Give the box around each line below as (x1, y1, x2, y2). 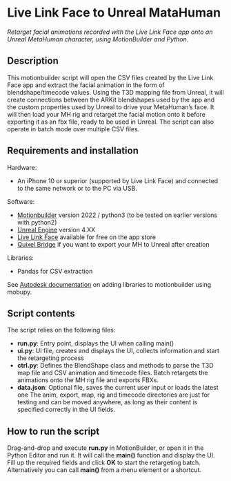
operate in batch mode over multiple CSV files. (7, 124, 140, 133)
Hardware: (7, 163, 37, 171)
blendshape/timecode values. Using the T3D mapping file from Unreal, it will (7, 88, 224, 96)
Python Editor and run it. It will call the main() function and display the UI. (7, 451, 215, 460)
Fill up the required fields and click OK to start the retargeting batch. (7, 458, 201, 467)
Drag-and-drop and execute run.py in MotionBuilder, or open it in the (7, 444, 204, 452)
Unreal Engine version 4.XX (17, 225, 96, 234)
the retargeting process (17, 354, 84, 362)
